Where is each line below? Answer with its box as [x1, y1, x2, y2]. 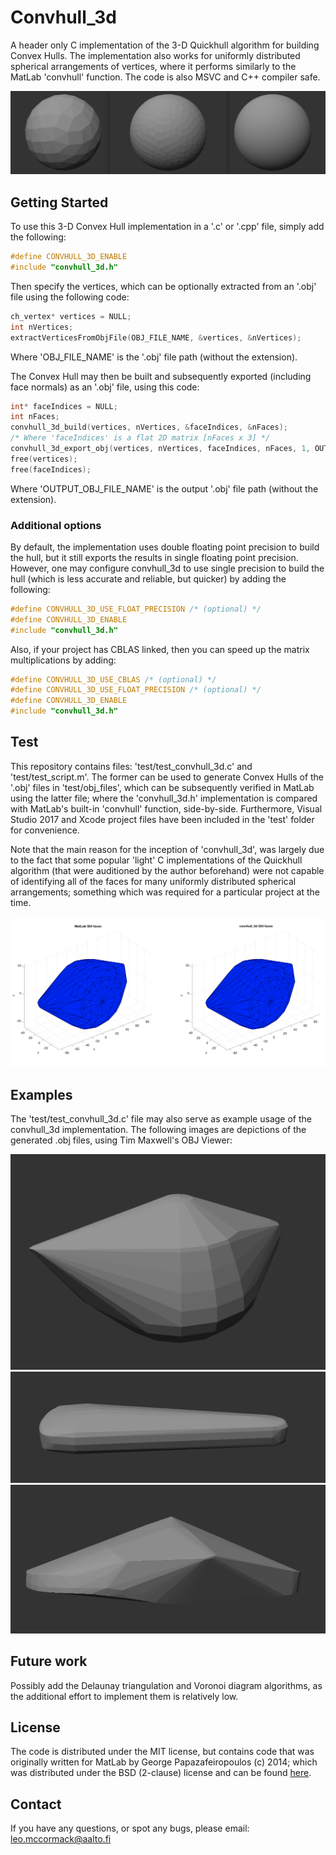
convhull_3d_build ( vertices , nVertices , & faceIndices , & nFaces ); [10, 422, 288, 433]
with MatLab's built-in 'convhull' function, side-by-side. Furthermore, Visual [10, 802, 323, 815]
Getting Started [10, 194, 109, 211]
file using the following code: [10, 291, 130, 303]
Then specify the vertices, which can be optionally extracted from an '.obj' [10, 280, 317, 292]
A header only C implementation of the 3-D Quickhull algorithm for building [10, 39, 320, 51]
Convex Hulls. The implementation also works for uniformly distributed [10, 49, 301, 61]
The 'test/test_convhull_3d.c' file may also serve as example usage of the [10, 1113, 312, 1125]
